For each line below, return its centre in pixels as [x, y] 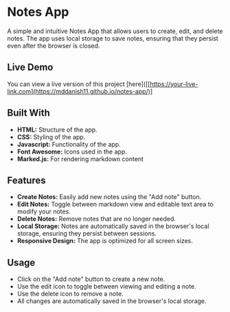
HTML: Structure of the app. [57, 129]
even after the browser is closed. [54, 45]
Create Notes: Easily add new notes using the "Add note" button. [109, 197]
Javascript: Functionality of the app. [69, 144]
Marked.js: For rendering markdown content [80, 158]
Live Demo [30, 67]
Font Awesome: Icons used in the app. [72, 152]
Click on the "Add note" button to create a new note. [91, 279]
